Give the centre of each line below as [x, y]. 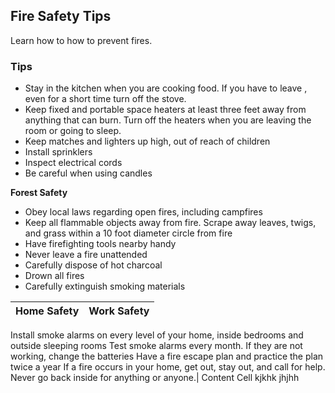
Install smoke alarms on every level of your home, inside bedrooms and [157, 335]
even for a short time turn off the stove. [105, 99]
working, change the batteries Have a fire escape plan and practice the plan [167, 356]
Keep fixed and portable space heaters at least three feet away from [165, 110]
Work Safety [119, 311]
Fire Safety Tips [61, 16]
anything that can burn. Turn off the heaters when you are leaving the [168, 120]
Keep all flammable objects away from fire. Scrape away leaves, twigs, [170, 223]
